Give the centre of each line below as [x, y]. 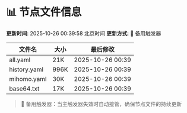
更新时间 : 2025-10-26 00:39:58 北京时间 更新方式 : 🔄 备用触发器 [84, 33]
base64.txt [24, 88]
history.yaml [26, 69]
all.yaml [20, 60]
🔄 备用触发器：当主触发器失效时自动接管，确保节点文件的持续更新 [101, 104]
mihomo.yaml [28, 79]
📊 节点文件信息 [44, 12]
